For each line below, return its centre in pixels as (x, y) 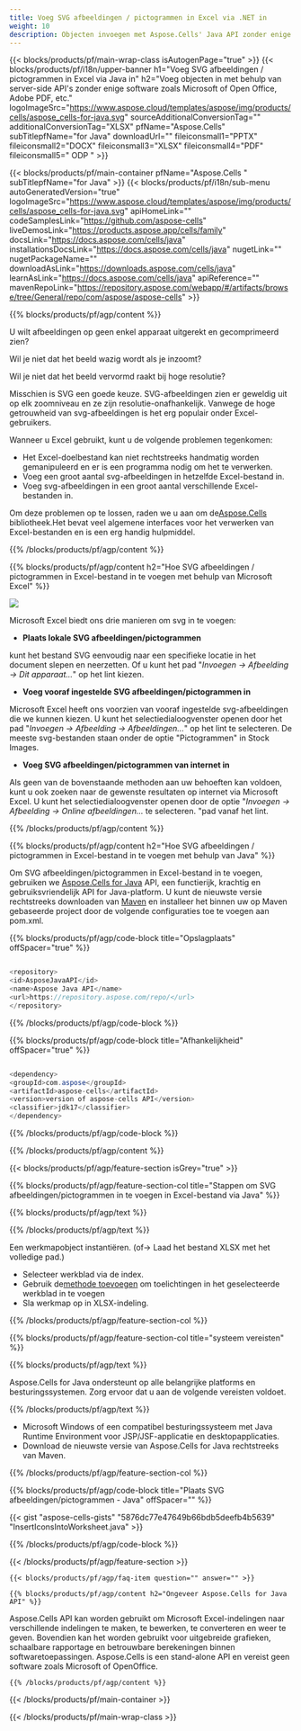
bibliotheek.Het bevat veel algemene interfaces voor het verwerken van (142, 523)
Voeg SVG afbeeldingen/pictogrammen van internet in (126, 765)
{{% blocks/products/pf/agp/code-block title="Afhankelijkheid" (127, 1040)
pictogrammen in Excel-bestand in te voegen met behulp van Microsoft (141, 577)
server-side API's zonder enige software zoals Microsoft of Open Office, (143, 89)
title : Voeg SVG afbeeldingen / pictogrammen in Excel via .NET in (138, 18)
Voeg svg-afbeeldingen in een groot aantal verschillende (128, 486)
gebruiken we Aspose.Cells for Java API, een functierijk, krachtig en (135, 883)
